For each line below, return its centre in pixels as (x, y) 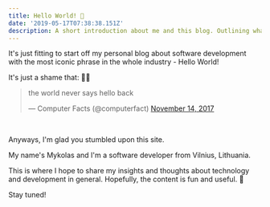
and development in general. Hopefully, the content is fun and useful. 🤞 (126, 179)
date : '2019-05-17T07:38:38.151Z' (66, 23)
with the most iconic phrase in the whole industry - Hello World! (114, 62)
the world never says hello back (81, 93)
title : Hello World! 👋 (46, 16)
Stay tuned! (27, 195)
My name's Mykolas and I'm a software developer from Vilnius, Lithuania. (130, 155)
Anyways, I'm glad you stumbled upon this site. (86, 140)
